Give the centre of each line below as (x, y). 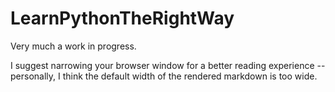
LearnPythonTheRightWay (122, 18)
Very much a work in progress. (73, 46)
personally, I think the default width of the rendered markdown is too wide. (164, 76)
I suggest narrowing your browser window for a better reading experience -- (168, 65)
